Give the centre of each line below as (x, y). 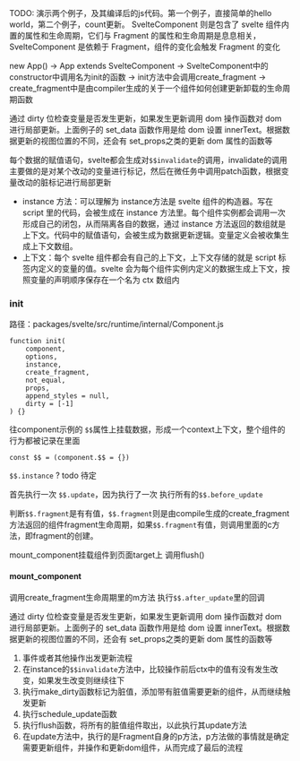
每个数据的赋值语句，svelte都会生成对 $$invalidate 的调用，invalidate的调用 (149, 160)
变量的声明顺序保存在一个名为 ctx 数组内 (105, 280)
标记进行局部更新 (80, 182)
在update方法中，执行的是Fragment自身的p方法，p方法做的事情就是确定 (155, 736)
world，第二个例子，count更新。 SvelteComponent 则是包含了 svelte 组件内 (149, 24)
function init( (38, 342)
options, (42, 357)
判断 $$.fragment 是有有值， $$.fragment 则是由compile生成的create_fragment (150, 514)
